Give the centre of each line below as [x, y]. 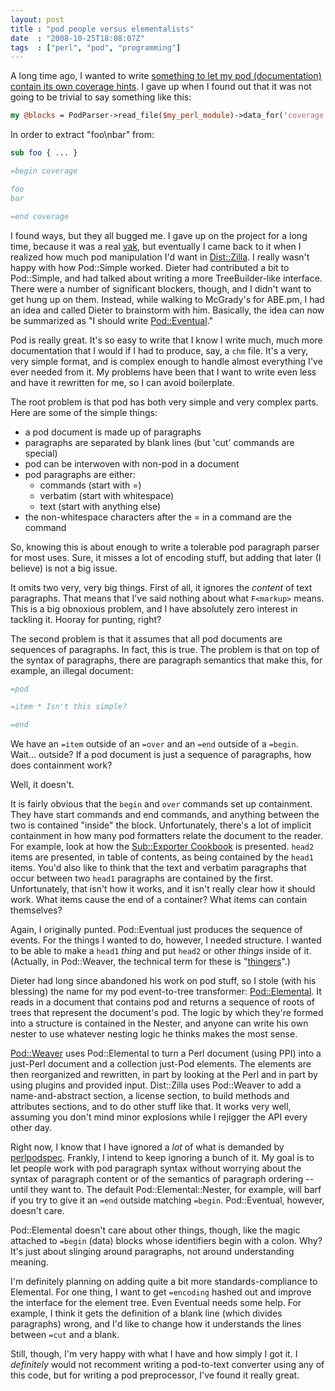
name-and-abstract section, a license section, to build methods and [150, 1096]
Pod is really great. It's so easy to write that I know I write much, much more [166, 340]
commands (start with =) [90, 485]
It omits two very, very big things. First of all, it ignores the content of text [161, 587]
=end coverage [40, 216]
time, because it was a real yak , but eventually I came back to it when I [156, 246]
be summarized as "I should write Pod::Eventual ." [112, 320]
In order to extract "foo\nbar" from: [82, 135]
